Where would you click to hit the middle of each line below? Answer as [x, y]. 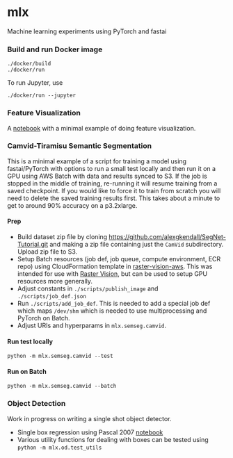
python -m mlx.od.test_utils [59, 448]
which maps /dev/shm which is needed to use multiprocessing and [112, 311]
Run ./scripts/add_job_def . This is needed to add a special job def [114, 304]
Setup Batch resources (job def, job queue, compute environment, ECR [119, 259]
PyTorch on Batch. [44, 318]
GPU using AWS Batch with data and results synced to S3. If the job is [107, 176]
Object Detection [37, 404]
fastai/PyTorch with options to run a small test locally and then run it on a [112, 168]
